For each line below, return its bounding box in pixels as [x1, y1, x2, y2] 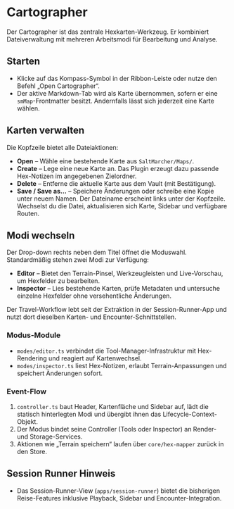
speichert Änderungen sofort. [16, 369, 103, 377]
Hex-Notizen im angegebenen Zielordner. [16, 172, 137, 180]
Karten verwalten [6, 125, 85, 137]
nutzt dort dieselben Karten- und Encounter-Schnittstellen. [6, 313, 177, 321]
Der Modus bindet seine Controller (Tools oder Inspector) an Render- [16, 425, 217, 433]
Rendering [16, 353, 47, 363]
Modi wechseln [6, 230, 75, 241]
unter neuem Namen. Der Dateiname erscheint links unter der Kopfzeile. [16, 194, 226, 203]
